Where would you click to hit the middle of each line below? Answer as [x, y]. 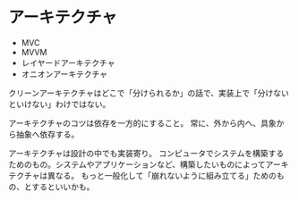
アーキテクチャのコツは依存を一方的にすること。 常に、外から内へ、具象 [142, 123]
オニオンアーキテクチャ [64, 74]
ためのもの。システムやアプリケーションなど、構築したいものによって [137, 164]
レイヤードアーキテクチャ [68, 62]
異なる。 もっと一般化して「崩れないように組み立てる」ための [162, 175]
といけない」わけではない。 [60, 104]
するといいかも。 [63, 187]
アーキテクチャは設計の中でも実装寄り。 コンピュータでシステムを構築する [146, 153]
